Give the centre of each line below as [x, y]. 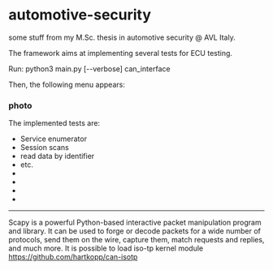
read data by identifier [57, 156]
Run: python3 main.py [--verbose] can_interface [89, 69]
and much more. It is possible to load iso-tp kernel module [106, 248]
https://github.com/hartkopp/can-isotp [73, 257]
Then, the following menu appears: [67, 84]
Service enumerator [54, 139]
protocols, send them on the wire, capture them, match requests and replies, [136, 240]
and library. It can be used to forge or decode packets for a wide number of [135, 231]
